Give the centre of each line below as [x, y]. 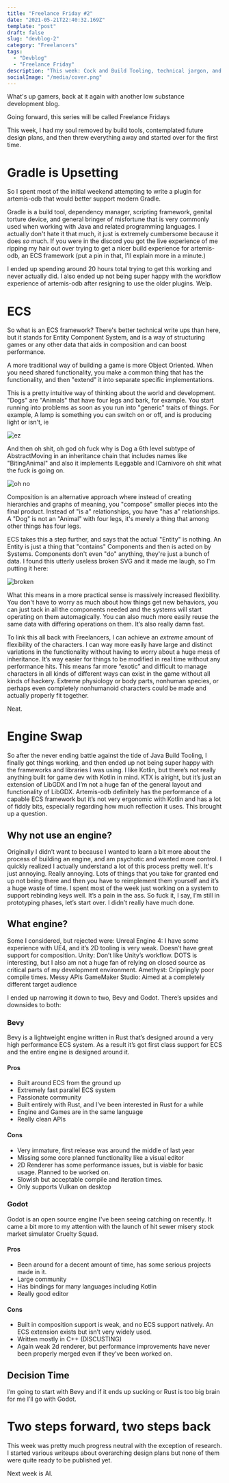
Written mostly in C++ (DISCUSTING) [69, 1339]
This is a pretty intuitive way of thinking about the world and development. [112, 393]
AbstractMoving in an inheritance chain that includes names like [97, 456]
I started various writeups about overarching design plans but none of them [113, 1453]
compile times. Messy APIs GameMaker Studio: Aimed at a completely [106, 977]
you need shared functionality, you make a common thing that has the [105, 372]
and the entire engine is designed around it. [68, 1052]
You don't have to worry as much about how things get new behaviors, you [113, 603]
